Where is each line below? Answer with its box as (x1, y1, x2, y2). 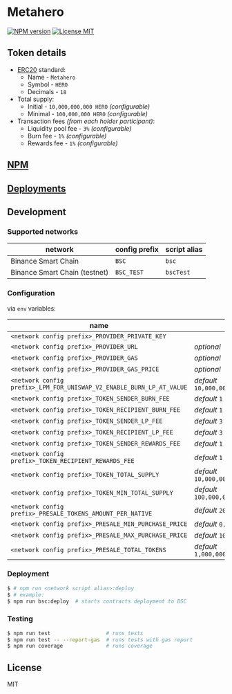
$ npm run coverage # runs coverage (7, 643, 153, 650)
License (7, 661, 42, 673)
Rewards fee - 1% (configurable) (27, 139, 118, 147)
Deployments (7, 183, 66, 194)
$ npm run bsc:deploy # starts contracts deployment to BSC (7, 598, 187, 605)
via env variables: (7, 304, 57, 312)
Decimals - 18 (27, 87, 67, 95)
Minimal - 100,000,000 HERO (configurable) (27, 109, 148, 118)
